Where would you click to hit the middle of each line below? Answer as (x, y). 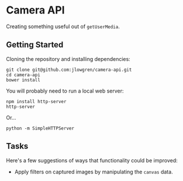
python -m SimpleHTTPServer (40, 128)
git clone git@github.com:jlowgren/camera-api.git (69, 70)
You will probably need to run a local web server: (65, 91)
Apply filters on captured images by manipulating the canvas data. (94, 172)
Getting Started (35, 45)
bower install (23, 80)
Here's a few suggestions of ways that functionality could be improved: (92, 160)
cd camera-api (23, 75)
